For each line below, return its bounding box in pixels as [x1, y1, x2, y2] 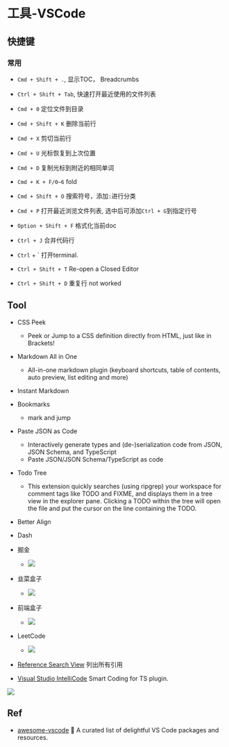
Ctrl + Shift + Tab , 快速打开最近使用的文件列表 [17, 90, 156, 98]
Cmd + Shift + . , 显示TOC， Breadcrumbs [17, 75, 139, 83]
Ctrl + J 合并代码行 [17, 236, 75, 244]
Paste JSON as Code [17, 427, 78, 435]
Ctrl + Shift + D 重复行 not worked [17, 278, 121, 287]
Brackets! [27, 339, 56, 347]
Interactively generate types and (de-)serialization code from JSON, [27, 440, 223, 448]
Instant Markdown [17, 386, 69, 395]
